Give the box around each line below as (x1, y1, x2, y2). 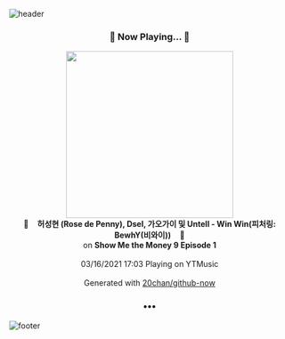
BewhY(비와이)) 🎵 (114, 230, 185, 240)
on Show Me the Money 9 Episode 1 (83, 240, 216, 251)
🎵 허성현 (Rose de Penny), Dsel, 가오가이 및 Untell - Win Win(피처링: (23, 219, 276, 230)
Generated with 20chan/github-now (84, 278, 216, 288)
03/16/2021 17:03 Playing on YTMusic (80, 259, 219, 270)
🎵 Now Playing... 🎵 (109, 30, 191, 43)
